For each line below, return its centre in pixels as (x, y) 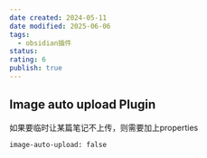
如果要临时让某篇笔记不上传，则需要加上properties (104, 127)
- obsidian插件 (45, 43)
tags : (19, 34)
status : (24, 51)
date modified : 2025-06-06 (60, 26)
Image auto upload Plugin (83, 105)
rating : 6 (28, 60)
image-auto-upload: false (58, 144)
